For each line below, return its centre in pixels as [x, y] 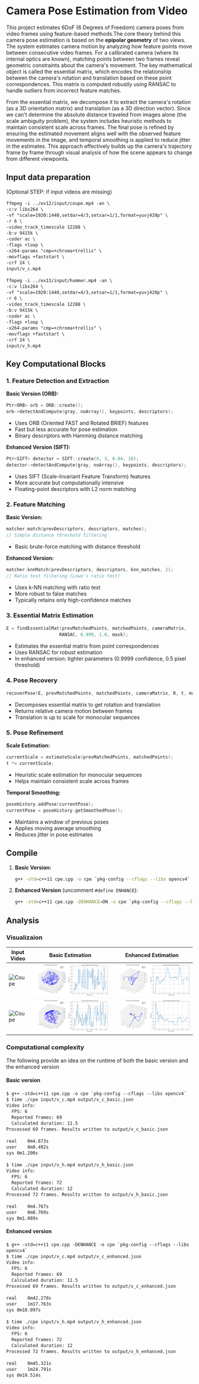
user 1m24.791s [29, 1370]
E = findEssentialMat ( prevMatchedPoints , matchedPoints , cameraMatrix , [96, 628]
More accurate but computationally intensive [69, 483]
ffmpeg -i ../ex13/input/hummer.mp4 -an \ [59, 280]
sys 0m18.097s [24, 1310]
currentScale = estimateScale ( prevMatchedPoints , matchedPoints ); [90, 757]
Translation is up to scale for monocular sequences [77, 717]
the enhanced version [33, 1066]
